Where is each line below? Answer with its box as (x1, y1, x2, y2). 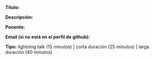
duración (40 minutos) (5, 49, 53, 55)
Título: (5, 5, 20, 10)
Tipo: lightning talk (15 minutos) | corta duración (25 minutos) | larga (5, 44, 149, 50)
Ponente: (5, 24, 26, 30)
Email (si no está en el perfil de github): (5, 34, 90, 40)
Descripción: (5, 14, 33, 20)
